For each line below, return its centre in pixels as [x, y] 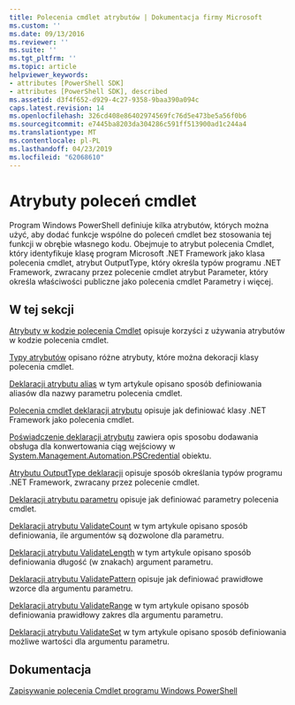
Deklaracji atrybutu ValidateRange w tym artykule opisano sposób [129, 606]
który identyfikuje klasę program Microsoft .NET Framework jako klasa [137, 254]
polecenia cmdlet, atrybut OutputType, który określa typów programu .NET [145, 263]
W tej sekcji [42, 309]
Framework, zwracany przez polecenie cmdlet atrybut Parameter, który [139, 272]
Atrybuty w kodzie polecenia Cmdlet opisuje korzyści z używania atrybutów [147, 331]
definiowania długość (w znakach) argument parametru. [111, 562]
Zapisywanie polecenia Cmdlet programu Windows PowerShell [124, 691]
